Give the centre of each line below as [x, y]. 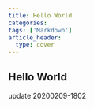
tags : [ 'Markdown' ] [40, 30]
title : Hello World [40, 15]
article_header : [35, 37]
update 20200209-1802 [47, 95]
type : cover [35, 45]
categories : [28, 23]
